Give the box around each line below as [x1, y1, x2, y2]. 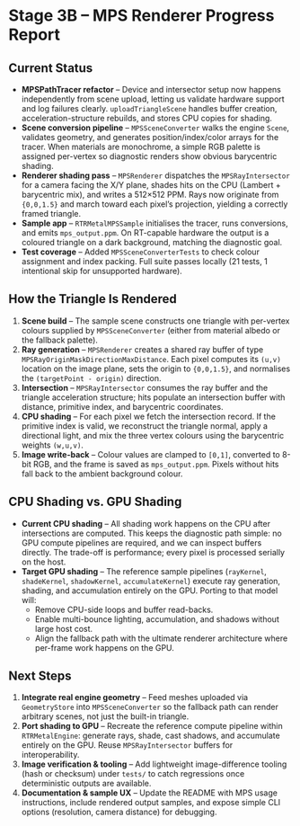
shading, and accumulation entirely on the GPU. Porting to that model [21, 585, 278, 596]
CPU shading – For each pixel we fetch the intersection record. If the [21, 411, 276, 422]
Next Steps [8, 669, 72, 684]
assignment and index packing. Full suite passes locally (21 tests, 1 [21, 256, 269, 266]
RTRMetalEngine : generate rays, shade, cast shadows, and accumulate [21, 730, 280, 742]
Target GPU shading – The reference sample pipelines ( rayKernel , [21, 565, 267, 576]
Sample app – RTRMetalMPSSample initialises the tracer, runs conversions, [21, 218, 288, 228]
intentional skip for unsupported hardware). [21, 266, 183, 276]
